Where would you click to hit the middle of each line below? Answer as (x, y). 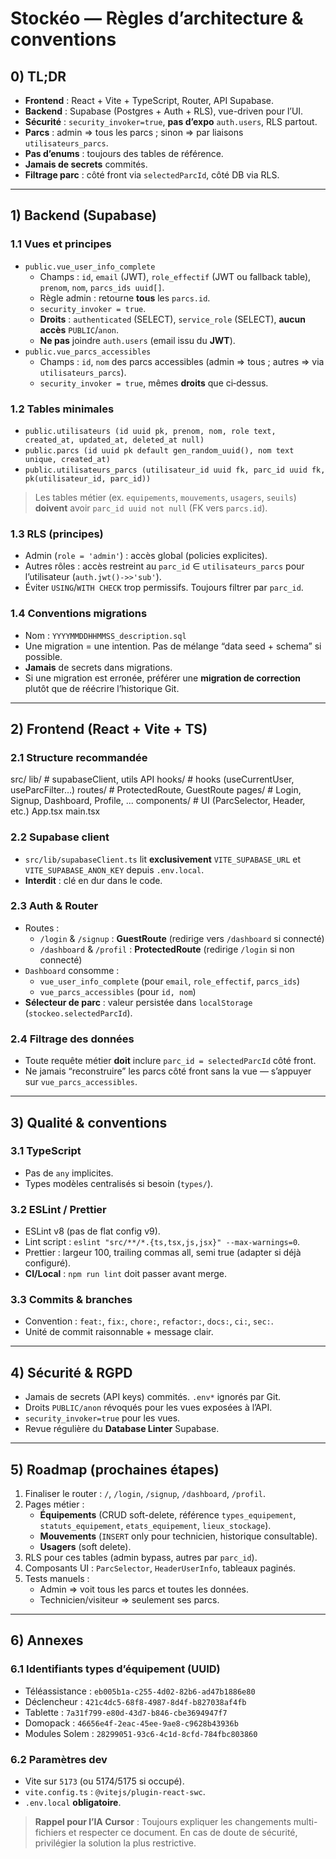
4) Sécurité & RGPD (71, 1372)
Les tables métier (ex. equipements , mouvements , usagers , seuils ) (165, 497)
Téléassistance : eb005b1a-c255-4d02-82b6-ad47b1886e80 (140, 1691)
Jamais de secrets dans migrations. (98, 667)
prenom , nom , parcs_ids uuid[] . (102, 287)
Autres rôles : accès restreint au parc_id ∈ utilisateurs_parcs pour (164, 566)
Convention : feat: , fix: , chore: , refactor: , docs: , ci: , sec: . (149, 1321)
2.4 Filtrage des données (72, 1039)
